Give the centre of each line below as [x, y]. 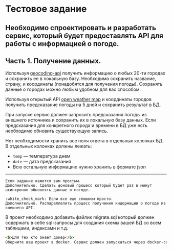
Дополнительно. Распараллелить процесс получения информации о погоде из [86, 204]
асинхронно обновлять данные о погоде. [48, 190]
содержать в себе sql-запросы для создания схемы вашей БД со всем [83, 223]
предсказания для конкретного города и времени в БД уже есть [76, 126]
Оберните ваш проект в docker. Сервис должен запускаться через [75, 242]
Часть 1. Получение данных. [53, 61]
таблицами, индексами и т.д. [37, 228]
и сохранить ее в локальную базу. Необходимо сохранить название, [81, 79]
